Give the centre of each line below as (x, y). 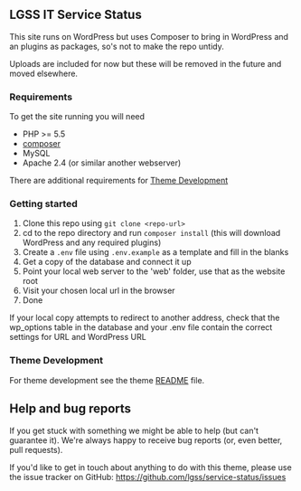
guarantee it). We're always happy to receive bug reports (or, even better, (146, 440)
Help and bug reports (71, 409)
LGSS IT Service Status (75, 15)
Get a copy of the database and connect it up (107, 262)
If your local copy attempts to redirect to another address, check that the (145, 318)
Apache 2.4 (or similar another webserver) (102, 163)
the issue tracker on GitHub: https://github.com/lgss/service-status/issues (148, 477)
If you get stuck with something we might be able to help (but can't (134, 430)
